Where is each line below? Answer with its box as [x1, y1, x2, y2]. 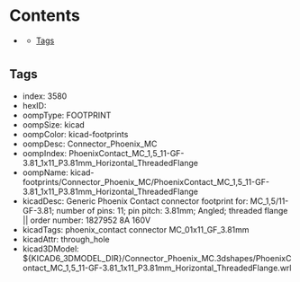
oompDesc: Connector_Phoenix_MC [22, 138, 158, 149]
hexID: [22, 100, 47, 110]
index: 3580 [22, 91, 68, 101]
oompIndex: [22, 147, 68, 158]
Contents [9, 5, 81, 26]
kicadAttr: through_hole [22, 234, 110, 244]
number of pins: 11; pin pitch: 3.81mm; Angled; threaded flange [56, 205, 288, 216]
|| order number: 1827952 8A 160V [22, 215, 151, 225]
